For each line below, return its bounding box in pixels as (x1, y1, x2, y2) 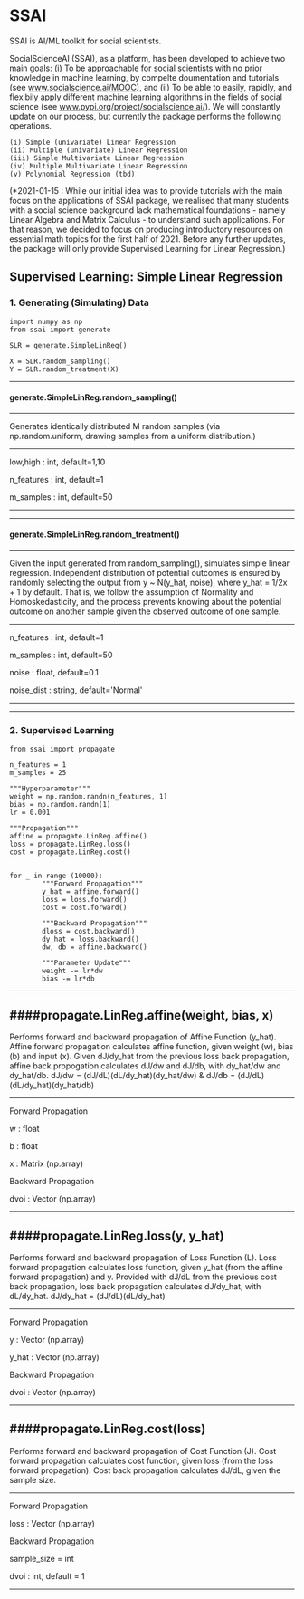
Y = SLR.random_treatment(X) (9, 364, 119, 374)
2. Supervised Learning (9, 723, 115, 736)
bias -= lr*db (42, 974, 95, 983)
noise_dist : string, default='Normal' (9, 685, 143, 695)
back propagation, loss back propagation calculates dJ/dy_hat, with (9, 1280, 261, 1291)
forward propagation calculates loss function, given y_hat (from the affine (9, 1261, 283, 1272)
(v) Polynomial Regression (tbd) (9, 169, 136, 178)
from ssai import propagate (9, 744, 116, 754)
